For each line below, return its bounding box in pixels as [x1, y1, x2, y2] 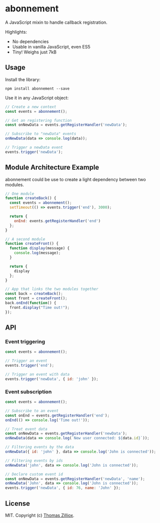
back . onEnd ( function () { [5, 300, 56, 306]
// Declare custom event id [5, 472, 63, 476]
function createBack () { [5, 196, 56, 201]
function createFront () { [5, 241, 58, 246]
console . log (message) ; [14, 250, 61, 255]
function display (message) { [9, 246, 70, 251]
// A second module [5, 237, 46, 241]
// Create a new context [5, 104, 56, 109]
